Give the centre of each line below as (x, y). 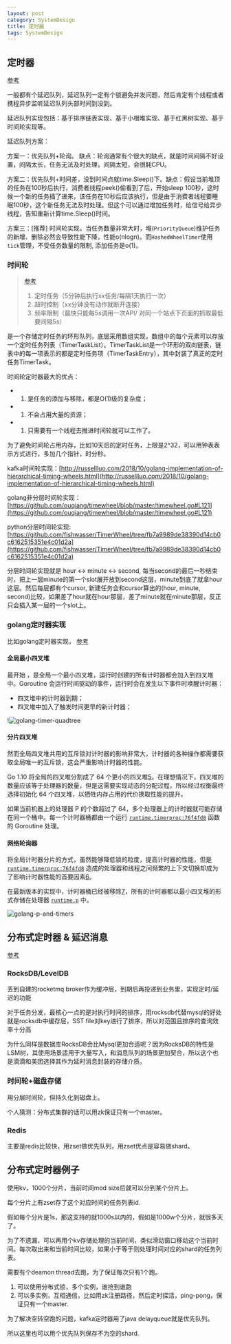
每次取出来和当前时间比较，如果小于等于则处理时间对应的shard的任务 (118, 1249)
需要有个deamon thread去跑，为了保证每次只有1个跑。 (84, 1272)
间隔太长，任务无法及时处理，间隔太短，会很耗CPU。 (95, 165)
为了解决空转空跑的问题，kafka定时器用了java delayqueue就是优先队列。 (110, 1319)
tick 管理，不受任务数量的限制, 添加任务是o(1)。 (75, 246)
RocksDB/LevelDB (38, 973)
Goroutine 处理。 (39, 826)
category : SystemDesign (41, 20)
